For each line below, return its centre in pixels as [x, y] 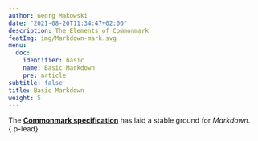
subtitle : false [35, 83]
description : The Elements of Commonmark [79, 30]
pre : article [45, 75]
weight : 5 [25, 98]
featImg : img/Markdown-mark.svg [62, 38]
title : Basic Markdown [46, 90]
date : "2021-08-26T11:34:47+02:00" [68, 23]
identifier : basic [53, 61]
